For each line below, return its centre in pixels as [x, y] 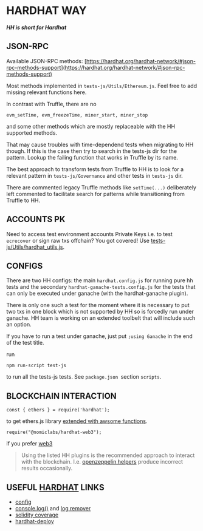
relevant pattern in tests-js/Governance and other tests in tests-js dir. [95, 175]
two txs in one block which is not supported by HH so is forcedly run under [100, 312]
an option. [19, 325]
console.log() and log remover [53, 508]
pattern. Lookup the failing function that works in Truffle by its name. [92, 157]
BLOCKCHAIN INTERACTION [61, 396]
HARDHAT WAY [46, 11]
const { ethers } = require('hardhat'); [58, 410]
